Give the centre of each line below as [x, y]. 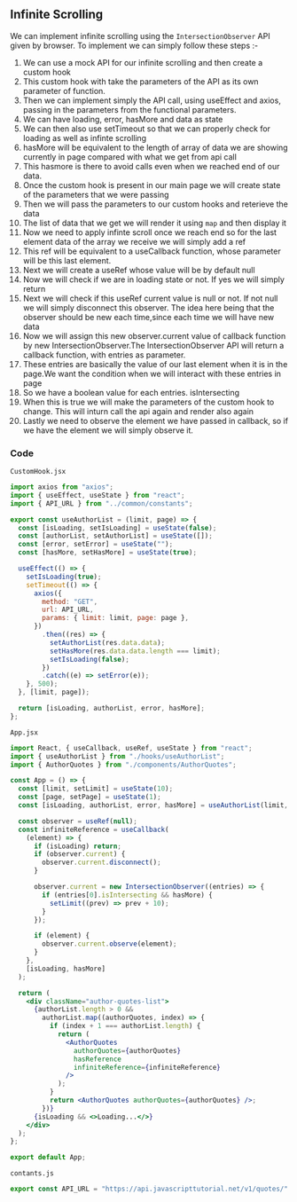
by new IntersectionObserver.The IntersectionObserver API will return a [153, 345]
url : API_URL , [68, 610]
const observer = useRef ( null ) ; [78, 821]
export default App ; [48, 1158]
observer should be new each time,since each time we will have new [148, 317]
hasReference [98, 1059]
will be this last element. [67, 260]
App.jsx [24, 732]
